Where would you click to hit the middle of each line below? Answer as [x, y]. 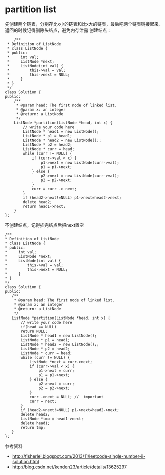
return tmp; [33, 427]
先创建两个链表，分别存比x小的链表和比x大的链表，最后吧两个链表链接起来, [83, 24]
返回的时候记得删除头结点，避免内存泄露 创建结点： [58, 30]
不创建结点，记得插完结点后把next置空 [45, 225]
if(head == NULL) [39, 327]
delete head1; [35, 423]
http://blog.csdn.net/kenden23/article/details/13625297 [70, 467]
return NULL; [34, 331]
